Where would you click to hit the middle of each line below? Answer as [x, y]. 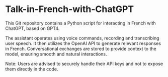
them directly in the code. [32, 69]
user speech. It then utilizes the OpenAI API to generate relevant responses [83, 43]
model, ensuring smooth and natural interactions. [56, 54]
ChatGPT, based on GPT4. [32, 28]
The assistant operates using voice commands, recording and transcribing [82, 38]
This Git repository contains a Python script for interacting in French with [80, 23]
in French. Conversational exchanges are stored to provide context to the [81, 48]
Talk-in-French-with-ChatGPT [70, 9]
